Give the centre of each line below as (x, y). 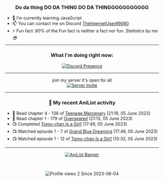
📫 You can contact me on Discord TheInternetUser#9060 (71, 24)
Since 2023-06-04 (100, 174)
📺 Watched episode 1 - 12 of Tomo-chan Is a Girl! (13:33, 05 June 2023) (85, 138)
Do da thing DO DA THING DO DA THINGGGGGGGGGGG (82, 7)
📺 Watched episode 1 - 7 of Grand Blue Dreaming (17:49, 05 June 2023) (85, 131)
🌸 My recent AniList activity (82, 103)
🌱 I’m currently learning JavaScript (47, 18)
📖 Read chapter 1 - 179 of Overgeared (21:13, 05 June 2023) (72, 118)
